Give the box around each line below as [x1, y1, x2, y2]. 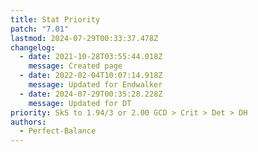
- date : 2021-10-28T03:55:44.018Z [19, 52, 163, 62]
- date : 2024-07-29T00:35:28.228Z [19, 89, 163, 99]
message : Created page [28, 61, 123, 71]
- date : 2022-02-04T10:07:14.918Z [19, 71, 163, 81]
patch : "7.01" [10, 24, 70, 34]
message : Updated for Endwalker [28, 80, 163, 90]
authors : [10, 117, 47, 127]
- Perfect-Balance [19, 126, 97, 136]
